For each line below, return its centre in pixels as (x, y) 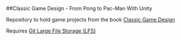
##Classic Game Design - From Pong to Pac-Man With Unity (79, 8)
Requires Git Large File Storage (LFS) (51, 31)
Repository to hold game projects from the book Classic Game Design (90, 19)
